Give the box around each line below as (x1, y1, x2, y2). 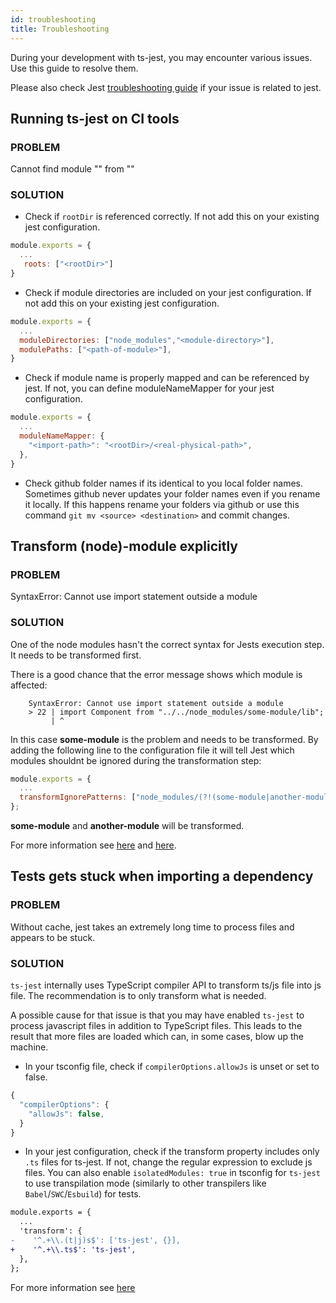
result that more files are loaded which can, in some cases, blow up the (10, 1031, 305, 1043)
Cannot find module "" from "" (10, 163, 135, 175)
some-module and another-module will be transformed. (10, 820, 245, 832)
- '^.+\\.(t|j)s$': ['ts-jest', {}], (10, 1236, 182, 1246)
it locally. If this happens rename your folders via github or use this (24, 498, 300, 510)
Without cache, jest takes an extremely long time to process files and (10, 921, 295, 933)
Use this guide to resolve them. (10, 62, 139, 74)
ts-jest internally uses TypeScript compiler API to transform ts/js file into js (10, 979, 322, 991)
